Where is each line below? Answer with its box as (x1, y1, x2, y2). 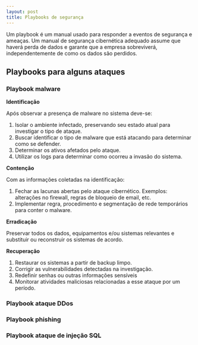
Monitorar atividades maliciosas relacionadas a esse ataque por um (14, 278, 180, 285)
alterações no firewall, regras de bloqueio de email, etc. (14, 194, 152, 201)
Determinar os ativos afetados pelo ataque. (14, 147, 121, 154)
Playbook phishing (6, 315, 61, 324)
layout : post (6, 8, 39, 15)
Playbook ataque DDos (6, 299, 73, 307)
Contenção (6, 164, 34, 172)
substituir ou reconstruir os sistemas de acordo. (6, 236, 124, 243)
